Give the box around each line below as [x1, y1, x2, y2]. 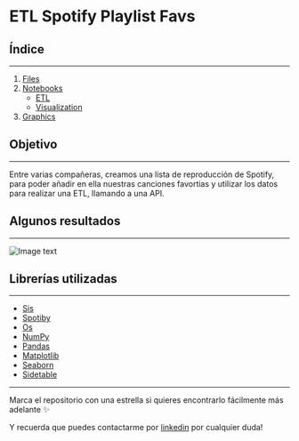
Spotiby [21, 313, 51, 324]
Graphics [21, 111, 56, 122]
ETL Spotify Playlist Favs [9, 6, 196, 27]
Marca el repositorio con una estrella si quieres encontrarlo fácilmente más [9, 395, 284, 405]
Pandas [21, 341, 51, 352]
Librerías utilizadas [9, 271, 117, 286]
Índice [9, 42, 44, 57]
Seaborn [21, 360, 54, 371]
